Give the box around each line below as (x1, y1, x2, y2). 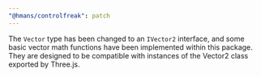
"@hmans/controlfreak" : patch (8, 11, 111, 20)
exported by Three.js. (8, 59, 80, 69)
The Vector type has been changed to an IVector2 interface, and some (8, 34, 245, 43)
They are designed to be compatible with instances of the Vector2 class (8, 51, 249, 60)
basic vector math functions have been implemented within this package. (8, 42, 253, 52)
